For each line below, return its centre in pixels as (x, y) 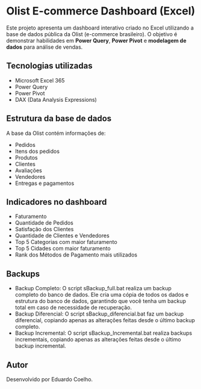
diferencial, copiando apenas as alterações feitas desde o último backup (105, 320)
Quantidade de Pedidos (44, 223)
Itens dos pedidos (37, 151)
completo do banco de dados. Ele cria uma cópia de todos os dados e (102, 295)
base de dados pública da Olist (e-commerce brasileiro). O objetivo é (92, 34)
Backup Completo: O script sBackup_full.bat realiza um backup (93, 288)
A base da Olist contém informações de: (56, 133)
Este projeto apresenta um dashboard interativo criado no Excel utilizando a (100, 28)
